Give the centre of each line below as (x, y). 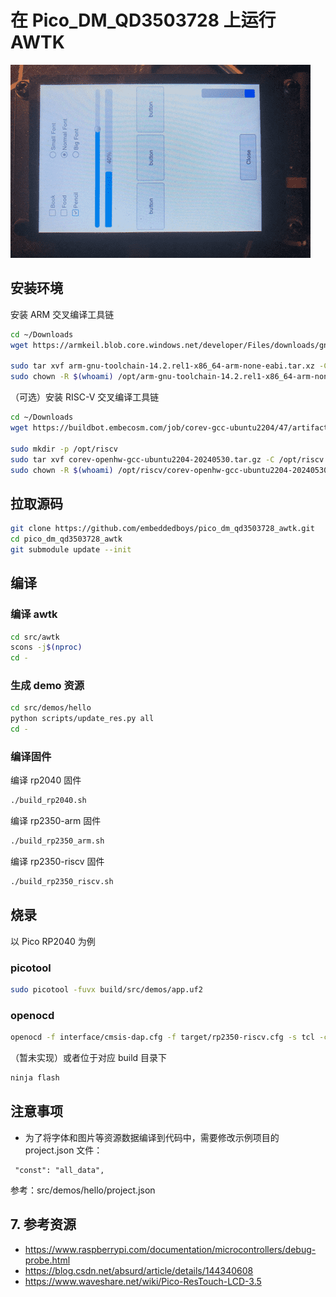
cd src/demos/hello (51, 708)
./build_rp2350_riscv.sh (62, 882)
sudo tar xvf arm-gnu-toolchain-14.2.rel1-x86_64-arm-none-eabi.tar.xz (162, 366)
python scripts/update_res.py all (82, 719)
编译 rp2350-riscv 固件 (57, 862)
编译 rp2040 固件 (46, 780)
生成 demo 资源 (47, 686)
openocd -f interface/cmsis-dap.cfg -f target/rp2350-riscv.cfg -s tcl (162, 1037)
